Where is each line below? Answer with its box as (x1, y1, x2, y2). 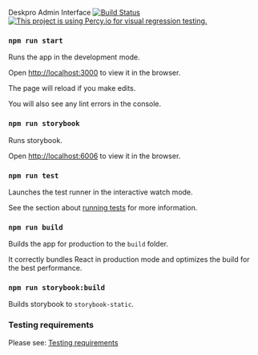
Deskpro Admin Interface (8, 8, 91, 17)
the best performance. (8, 263, 83, 273)
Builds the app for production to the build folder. (8, 239, 169, 249)
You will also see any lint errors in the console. (8, 99, 162, 108)
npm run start (8, 36, 63, 45)
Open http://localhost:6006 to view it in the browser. (8, 151, 181, 161)
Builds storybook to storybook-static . (8, 300, 135, 309)
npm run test (8, 171, 59, 180)
